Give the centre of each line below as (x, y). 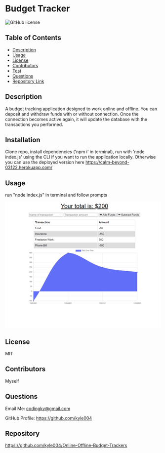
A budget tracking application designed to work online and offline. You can (81, 109)
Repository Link (28, 81)
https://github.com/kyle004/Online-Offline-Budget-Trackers (66, 446)
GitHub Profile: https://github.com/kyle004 (49, 418)
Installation (23, 140)
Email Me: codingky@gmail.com (38, 409)
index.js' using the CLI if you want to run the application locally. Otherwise (81, 157)
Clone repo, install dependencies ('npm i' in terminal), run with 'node (75, 152)
